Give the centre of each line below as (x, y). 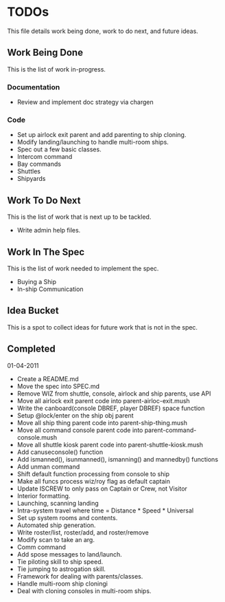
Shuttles (29, 171)
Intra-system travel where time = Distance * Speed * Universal (105, 510)
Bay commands (39, 164)
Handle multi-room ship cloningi (62, 583)
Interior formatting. (44, 495)
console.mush (37, 437)
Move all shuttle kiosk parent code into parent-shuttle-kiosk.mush (110, 444)
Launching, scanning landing (58, 503)
